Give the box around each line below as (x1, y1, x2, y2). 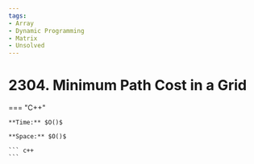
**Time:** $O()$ (8, 118, 63, 127)
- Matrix (8, 34, 38, 43)
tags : (8, 11, 27, 20)
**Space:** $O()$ (8, 133, 67, 141)
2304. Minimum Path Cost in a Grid (8, 76, 248, 95)
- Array (8, 19, 35, 27)
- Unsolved (8, 42, 45, 50)
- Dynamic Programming (8, 27, 85, 35)
